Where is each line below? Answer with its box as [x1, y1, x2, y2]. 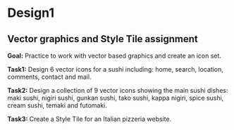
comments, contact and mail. [7, 72, 92, 81]
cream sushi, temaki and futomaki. [7, 101, 108, 110]
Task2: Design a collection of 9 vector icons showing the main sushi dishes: [7, 86, 228, 94]
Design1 [7, 5, 55, 21]
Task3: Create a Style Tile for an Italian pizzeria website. [7, 115, 172, 123]
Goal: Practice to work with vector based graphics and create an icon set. [7, 51, 222, 60]
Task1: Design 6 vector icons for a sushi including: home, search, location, [7, 65, 224, 73]
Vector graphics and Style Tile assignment [7, 33, 199, 45]
